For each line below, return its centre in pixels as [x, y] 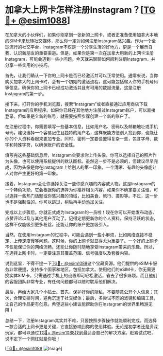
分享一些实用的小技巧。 [28, 65]
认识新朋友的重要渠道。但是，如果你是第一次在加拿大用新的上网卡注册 [83, 53]
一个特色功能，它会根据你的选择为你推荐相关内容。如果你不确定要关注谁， [79, 190]
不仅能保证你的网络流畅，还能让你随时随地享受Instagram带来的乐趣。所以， [81, 247]
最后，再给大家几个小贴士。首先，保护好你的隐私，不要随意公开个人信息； [79, 292]
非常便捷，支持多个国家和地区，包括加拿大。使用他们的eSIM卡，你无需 [80, 269]
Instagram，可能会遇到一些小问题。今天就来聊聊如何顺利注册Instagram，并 [80, 59]
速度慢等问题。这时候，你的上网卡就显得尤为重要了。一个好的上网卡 [90, 241]
